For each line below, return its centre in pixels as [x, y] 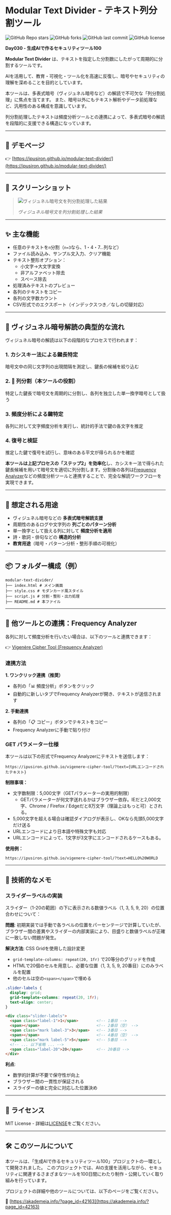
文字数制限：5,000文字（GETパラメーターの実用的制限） [72, 793]
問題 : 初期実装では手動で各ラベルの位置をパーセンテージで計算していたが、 [84, 925]
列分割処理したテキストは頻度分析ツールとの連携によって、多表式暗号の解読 [85, 117]
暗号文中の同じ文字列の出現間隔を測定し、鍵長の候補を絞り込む [72, 366]
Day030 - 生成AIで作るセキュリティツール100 [53, 48]
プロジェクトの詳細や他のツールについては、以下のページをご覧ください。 [83, 1191]
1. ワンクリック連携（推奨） [34, 675]
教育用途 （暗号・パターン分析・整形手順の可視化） [66, 544]
